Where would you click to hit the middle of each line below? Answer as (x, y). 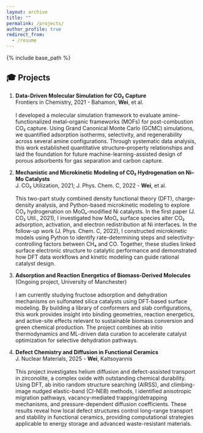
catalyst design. (35, 263)
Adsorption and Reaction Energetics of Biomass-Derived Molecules (103, 275)
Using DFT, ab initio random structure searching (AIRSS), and (92, 384)
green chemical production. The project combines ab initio (89, 327)
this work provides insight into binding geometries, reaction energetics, (105, 314)
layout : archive (27, 12)
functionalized (33, 121)
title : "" (19, 18)
